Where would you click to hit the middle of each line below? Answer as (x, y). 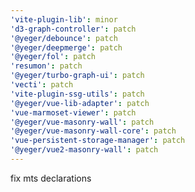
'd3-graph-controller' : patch (73, 29)
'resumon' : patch (46, 66)
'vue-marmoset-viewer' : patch (73, 112)
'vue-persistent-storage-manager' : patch (98, 141)
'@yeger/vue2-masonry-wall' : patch (84, 150)
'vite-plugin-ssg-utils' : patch (77, 94)
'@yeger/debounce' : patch (64, 38)
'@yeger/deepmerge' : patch (66, 47)
